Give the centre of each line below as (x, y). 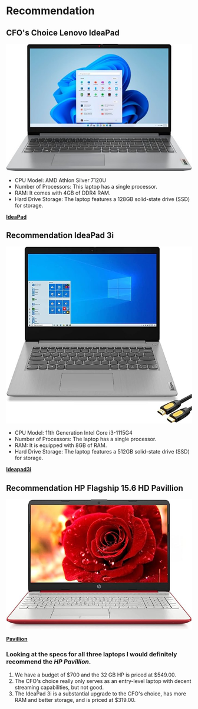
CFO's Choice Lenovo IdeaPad (63, 33)
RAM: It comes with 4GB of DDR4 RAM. (62, 193)
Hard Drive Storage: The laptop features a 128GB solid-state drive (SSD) (102, 199)
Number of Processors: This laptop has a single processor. (86, 186)
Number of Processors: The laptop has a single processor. (85, 439)
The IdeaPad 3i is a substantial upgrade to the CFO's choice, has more (100, 694)
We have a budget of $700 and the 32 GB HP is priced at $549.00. (95, 675)
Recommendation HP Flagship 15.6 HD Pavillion (95, 488)
